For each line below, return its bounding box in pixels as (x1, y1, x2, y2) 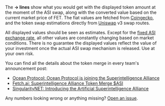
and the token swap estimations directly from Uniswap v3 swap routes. (5, 20, 150, 26)
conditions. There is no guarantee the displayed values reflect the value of (5, 40, 157, 46)
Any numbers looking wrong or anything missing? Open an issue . (5, 95, 138, 101)
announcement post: (5, 65, 48, 71)
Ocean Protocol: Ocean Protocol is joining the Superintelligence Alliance (12, 75, 160, 81)
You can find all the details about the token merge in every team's (5, 60, 139, 66)
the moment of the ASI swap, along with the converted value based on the (5, 9, 157, 15)
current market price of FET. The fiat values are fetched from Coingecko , (5, 15, 154, 20)
